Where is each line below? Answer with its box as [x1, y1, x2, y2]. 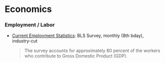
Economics [4, 3, 52, 15]
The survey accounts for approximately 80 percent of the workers [24, 47, 160, 53]
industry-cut [11, 38, 38, 44]
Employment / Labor [4, 21, 55, 28]
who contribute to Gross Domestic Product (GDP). [24, 53, 128, 59]
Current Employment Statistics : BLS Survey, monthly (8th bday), [11, 32, 144, 38]
